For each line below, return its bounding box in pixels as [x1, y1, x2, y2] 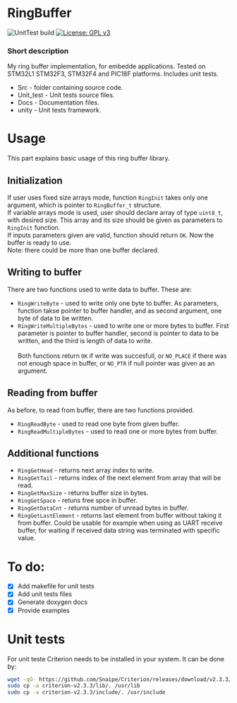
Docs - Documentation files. [17, 98, 100, 107]
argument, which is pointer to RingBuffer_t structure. [7, 200, 162, 209]
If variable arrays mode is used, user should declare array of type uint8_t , [7, 208, 224, 216]
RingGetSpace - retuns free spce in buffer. [17, 496, 138, 505]
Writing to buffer [7, 267, 83, 279]
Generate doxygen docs [17, 598, 88, 606]
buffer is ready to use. [7, 238, 72, 247]
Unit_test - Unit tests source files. [17, 91, 115, 100]
